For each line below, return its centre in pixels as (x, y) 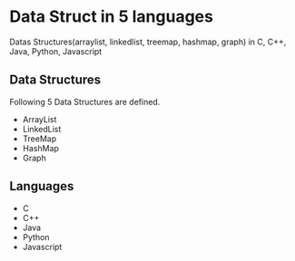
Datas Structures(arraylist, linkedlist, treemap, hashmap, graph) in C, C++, (148, 42)
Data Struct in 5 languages (111, 17)
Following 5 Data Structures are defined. (85, 101)
